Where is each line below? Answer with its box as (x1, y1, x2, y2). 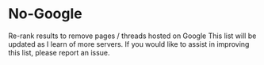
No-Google (8, 5, 82, 23)
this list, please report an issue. (8, 48, 110, 57)
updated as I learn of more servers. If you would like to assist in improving (8, 39, 250, 48)
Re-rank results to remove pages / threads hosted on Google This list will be (8, 31, 257, 40)
